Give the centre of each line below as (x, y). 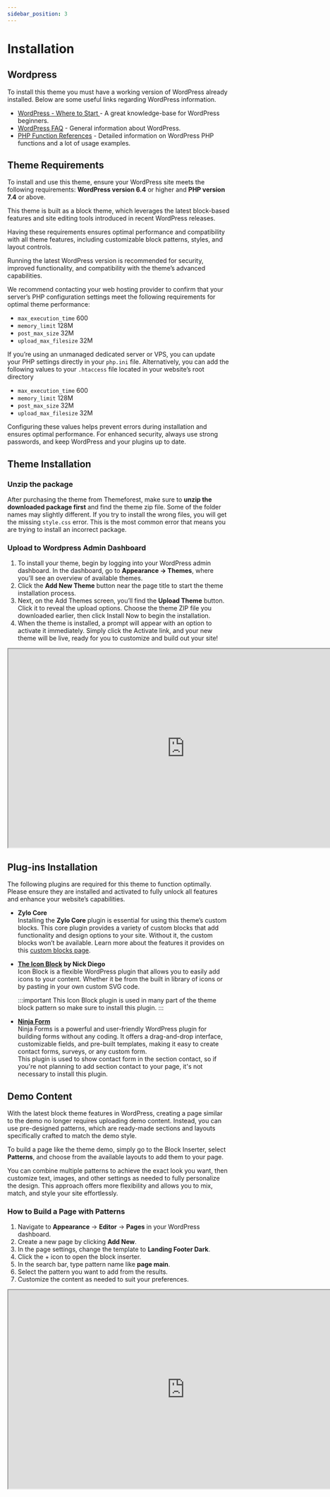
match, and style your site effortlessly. (63, 1193)
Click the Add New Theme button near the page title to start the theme (120, 586)
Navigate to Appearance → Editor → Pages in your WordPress (109, 1227)
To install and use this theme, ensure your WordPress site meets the (106, 182)
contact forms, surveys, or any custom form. (82, 1052)
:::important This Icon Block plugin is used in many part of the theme (117, 1000)
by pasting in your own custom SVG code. (78, 987)
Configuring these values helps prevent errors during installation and (107, 427)
